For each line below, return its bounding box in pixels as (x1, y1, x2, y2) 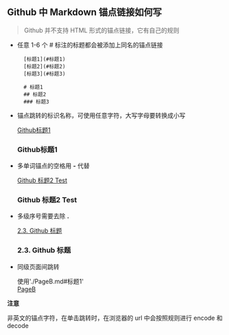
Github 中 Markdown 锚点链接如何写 (7, 6, 162, 19)
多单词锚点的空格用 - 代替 (16, 162, 91, 170)
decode (7, 321, 29, 329)
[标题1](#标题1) (23, 56, 66, 63)
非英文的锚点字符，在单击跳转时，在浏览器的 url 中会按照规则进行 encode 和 (7, 314, 223, 322)
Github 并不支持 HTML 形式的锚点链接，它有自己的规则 (23, 26, 180, 34)
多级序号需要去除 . (16, 212, 70, 220)
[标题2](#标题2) (23, 63, 66, 70)
